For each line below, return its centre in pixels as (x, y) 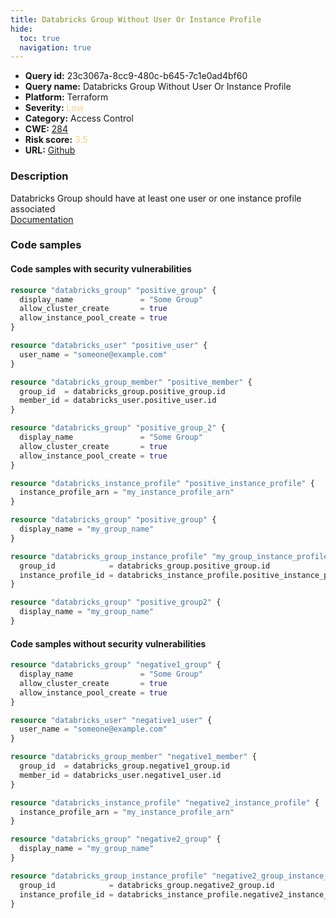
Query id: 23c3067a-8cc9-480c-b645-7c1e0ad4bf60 (136, 76)
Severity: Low (54, 108)
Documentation (42, 219)
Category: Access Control (79, 118)
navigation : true (55, 47)
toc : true (39, 38)
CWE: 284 (46, 129)
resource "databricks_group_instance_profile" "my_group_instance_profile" (171, 556)
